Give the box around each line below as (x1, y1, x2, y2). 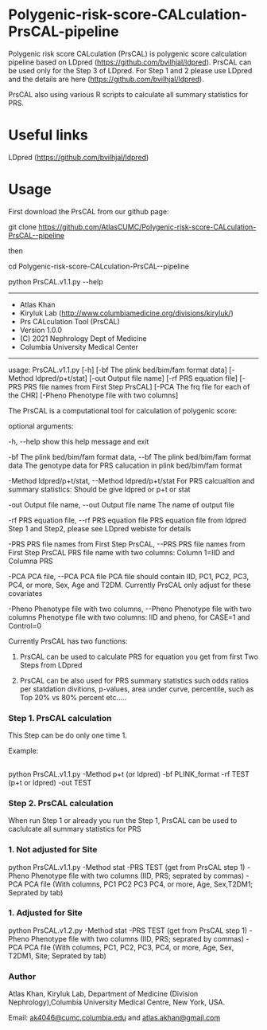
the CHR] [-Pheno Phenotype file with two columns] (8, 390, 179, 400)
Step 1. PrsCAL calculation (8, 712, 112, 723)
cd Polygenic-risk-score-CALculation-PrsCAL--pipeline (8, 261, 189, 271)
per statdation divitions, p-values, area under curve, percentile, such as (19, 683, 254, 694)
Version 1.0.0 (19, 325, 62, 335)
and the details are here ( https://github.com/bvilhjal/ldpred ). (8, 74, 204, 84)
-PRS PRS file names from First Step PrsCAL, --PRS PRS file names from (8, 539, 246, 549)
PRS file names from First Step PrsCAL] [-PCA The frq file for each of (23, 382, 250, 391)
